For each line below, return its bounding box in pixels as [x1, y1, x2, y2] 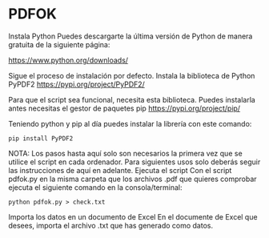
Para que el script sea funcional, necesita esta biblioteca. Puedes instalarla [8, 95, 256, 104]
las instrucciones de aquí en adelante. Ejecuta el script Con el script [8, 165, 232, 175]
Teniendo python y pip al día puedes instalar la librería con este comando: [8, 119, 252, 128]
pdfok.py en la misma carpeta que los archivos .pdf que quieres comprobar [8, 174, 258, 184]
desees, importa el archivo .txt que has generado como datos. [8, 220, 214, 230]
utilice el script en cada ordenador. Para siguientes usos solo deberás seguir [8, 157, 261, 167]
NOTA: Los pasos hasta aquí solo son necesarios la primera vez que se [8, 148, 243, 158]
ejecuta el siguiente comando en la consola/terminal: [8, 182, 183, 192]
